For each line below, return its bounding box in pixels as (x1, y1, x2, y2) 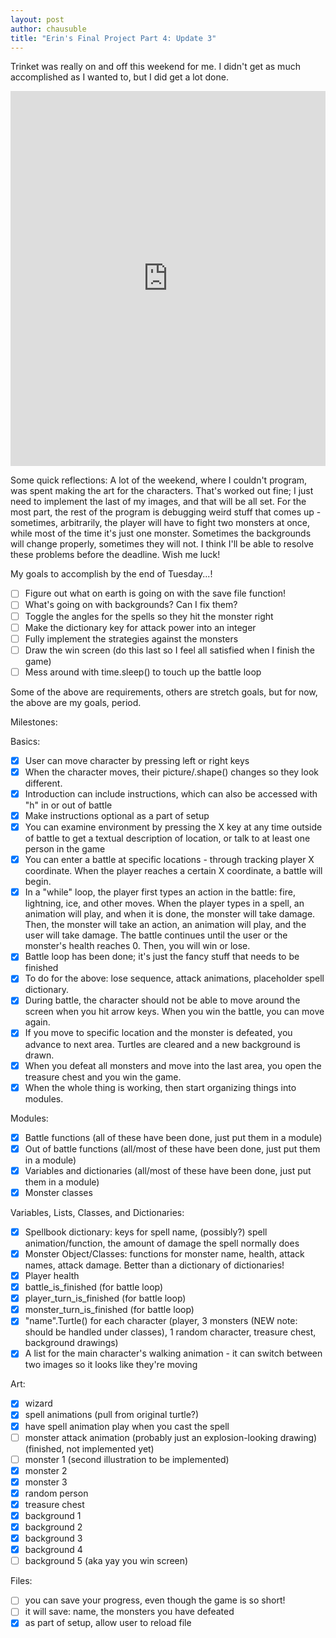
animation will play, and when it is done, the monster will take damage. (24, 908, 316, 920)
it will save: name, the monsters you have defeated (24, 1606, 235, 1618)
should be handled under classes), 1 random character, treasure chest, (24, 1326, 317, 1338)
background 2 (24, 1521, 83, 1533)
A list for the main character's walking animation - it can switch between (24, 1347, 323, 1360)
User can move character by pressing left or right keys (24, 754, 250, 766)
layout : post (10, 14, 65, 25)
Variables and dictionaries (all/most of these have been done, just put (24, 1164, 312, 1176)
